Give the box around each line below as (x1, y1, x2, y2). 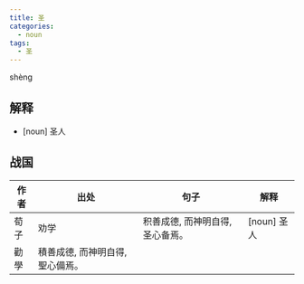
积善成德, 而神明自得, (143, 214, 233, 227)
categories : (9, 22, 54, 31)
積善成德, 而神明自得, (37, 245, 128, 258)
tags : (9, 38, 30, 48)
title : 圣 (9, 13, 45, 23)
